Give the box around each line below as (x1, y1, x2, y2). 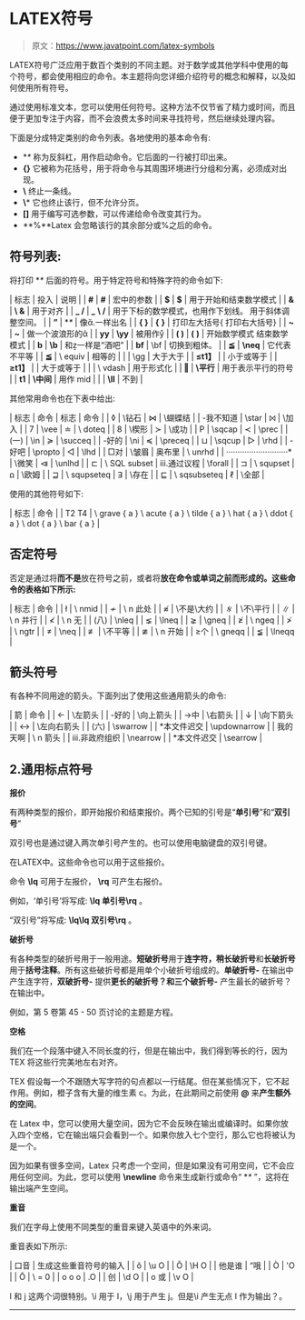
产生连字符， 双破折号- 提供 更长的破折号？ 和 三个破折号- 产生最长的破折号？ (9, 976, 292, 987)
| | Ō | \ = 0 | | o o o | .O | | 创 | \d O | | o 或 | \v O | (9, 1272, 194, 1283)
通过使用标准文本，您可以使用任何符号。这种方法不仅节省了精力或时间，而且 (9, 101, 296, 112)
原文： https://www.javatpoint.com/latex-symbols (31, 40, 215, 51)
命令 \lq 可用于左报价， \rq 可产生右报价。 (9, 876, 168, 887)
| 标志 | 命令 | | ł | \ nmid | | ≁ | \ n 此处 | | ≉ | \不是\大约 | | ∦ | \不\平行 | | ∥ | (9, 603, 295, 614)
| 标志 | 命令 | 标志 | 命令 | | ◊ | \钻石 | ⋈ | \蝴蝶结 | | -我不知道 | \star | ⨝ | (9, 412, 281, 423)
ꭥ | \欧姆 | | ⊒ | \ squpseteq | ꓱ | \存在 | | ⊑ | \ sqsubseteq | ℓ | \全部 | (9, 469, 265, 480)
